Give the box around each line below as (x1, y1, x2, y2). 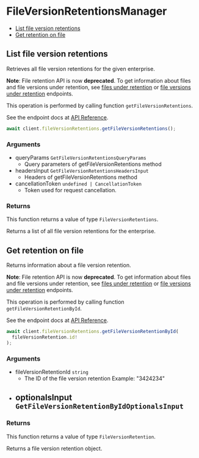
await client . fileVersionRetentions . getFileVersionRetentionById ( (6, 329, 179, 335)
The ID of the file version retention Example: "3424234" (24, 375, 165, 382)
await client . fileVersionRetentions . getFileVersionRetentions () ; (6, 126, 176, 132)
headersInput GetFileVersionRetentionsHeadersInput (15, 167, 149, 174)
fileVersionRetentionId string (15, 368, 89, 375)
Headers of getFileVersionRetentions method (24, 173, 137, 181)
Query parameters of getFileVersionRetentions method (24, 160, 162, 168)
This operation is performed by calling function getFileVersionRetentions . (6, 102, 194, 109)
